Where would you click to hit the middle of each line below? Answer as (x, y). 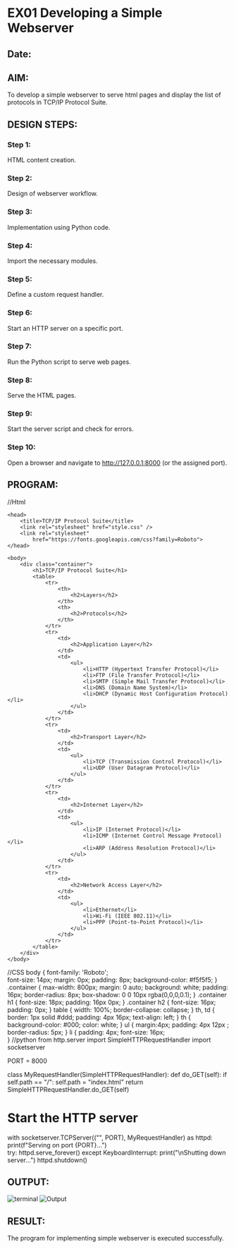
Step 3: (20, 212)
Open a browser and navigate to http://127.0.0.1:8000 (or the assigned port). (117, 463)
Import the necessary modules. (52, 261)
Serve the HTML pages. (42, 396)
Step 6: (20, 313)
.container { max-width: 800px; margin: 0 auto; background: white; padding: (118, 987)
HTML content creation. (42, 160)
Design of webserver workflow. (53, 194)
